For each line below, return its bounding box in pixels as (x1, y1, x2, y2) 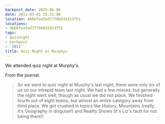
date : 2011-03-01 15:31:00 (5, 12, 61, 17)
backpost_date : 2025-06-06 (5, 7, 61, 12)
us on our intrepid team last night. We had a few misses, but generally (17, 87, 160, 93)
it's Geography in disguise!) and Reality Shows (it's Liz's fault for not (17, 108, 157, 114)
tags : (5, 30, 16, 35)
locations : (5, 21, 28, 26)
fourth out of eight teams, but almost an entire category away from (17, 97, 154, 103)
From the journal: (5, 72, 40, 78)
